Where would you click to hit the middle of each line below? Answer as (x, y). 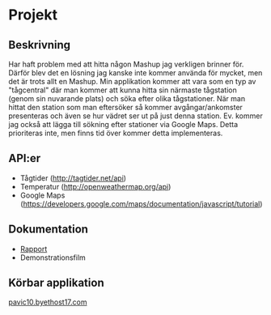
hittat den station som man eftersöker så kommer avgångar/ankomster (125, 107)
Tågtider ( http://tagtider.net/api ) (73, 178)
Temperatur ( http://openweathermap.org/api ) (95, 186)
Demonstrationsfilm (53, 258)
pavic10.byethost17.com (48, 302)
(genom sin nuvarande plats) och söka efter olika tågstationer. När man (127, 98)
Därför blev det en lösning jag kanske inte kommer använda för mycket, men (135, 73)
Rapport (34, 249)
